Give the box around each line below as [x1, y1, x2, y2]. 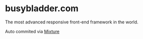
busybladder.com [5, 3, 79, 14]
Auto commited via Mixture [5, 28, 60, 34]
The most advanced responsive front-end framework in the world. [5, 19, 139, 25]
